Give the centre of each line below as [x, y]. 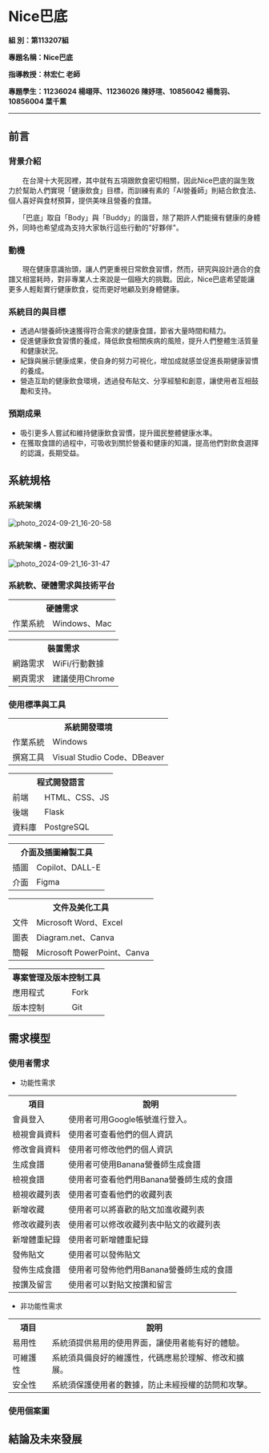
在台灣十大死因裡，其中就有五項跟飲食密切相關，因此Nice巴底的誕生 [135, 180]
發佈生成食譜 [37, 1269]
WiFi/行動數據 [78, 664]
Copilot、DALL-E [69, 868]
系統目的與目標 [37, 312]
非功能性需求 [41, 1306]
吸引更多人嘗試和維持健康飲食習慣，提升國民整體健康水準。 [118, 433]
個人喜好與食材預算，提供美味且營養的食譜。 [82, 200]
